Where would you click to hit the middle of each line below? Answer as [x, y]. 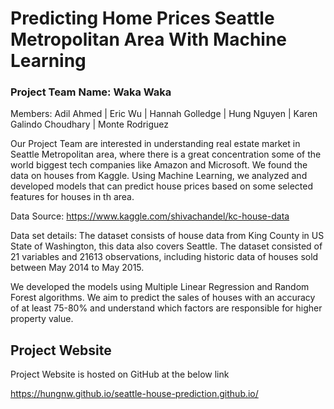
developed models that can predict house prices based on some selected [162, 186]
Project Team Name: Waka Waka [91, 92]
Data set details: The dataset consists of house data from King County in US [167, 236]
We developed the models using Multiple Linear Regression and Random [160, 287]
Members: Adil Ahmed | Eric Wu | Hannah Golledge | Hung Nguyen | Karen [164, 114]
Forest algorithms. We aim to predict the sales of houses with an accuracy [163, 298]
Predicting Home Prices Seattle [142, 18]
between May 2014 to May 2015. [77, 268]
